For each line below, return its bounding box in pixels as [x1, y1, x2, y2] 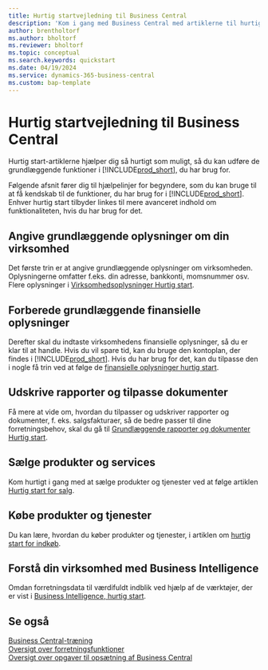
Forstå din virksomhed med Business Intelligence [8, 561, 259, 575]
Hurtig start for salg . [8, 485, 75, 495]
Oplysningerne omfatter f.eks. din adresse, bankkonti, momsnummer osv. [8, 271, 250, 281]
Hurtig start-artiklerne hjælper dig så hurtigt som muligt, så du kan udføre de [8, 157, 260, 166]
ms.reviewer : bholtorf [8, 42, 84, 50]
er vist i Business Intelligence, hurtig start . [8, 592, 146, 601]
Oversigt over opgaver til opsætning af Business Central [8, 653, 193, 663]
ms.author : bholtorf [8, 34, 77, 42]
